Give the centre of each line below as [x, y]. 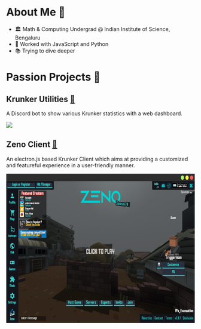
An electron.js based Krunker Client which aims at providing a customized [97, 159]
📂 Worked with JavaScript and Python [62, 44]
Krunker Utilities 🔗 [41, 99]
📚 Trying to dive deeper [45, 51]
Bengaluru [28, 38]
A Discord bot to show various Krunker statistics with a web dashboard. [94, 113]
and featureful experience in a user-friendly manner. [71, 165]
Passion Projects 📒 [53, 77]
